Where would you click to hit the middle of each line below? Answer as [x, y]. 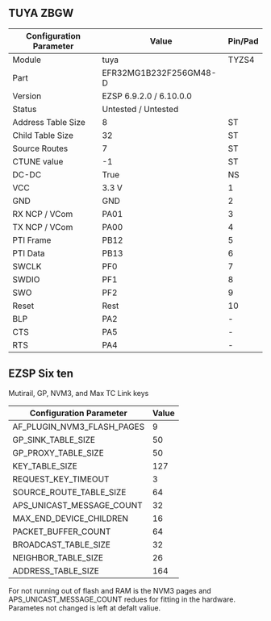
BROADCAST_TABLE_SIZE [62, 544]
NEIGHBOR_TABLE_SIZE [58, 557]
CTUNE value [38, 161]
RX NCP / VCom [43, 214]
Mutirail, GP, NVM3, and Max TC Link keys [79, 393]
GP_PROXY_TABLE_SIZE [58, 452]
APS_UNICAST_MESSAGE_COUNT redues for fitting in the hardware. [122, 599]
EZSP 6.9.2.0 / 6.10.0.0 [147, 96]
